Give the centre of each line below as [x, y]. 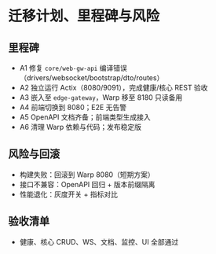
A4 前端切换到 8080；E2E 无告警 [73, 107]
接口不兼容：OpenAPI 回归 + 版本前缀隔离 [87, 184]
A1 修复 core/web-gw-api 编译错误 [73, 68]
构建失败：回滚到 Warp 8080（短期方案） [87, 175]
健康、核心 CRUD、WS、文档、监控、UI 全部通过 [99, 241]
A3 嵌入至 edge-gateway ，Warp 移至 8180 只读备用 [101, 98]
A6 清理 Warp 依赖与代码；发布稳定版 [80, 127]
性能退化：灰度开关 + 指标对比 [68, 194]
